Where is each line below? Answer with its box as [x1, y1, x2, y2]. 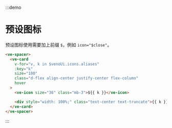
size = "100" [14, 71, 38, 76]
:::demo [5, 5, 21, 10]
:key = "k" [14, 66, 33, 71]
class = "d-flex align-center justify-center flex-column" [14, 76, 139, 81]
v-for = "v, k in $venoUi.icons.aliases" [14, 61, 100, 67]
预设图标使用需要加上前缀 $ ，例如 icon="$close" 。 [5, 41, 112, 48]
